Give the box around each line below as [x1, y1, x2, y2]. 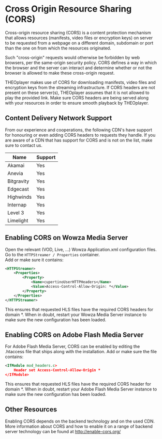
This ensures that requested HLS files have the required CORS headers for [5, 306, 154, 312]
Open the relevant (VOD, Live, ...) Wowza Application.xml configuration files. [5, 246, 157, 252]
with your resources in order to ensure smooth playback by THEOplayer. [5, 100, 149, 106]
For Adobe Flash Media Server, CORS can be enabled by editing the [5, 344, 140, 349]
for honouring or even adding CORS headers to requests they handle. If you [5, 132, 156, 138]
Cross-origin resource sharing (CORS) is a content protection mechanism [5, 30, 151, 35]
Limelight [7, 217, 29, 224]
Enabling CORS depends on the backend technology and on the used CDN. [5, 418, 155, 424]
